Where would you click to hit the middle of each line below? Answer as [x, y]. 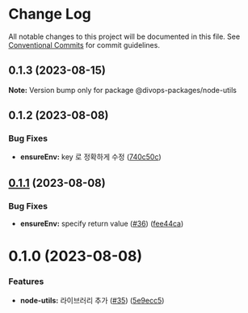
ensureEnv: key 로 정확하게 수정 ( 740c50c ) [90, 157]
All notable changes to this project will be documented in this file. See [124, 36]
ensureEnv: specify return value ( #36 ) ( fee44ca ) [102, 224]
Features [26, 281]
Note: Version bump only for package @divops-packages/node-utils [122, 90]
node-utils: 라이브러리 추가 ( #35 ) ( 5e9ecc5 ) [92, 300]
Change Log [50, 14]
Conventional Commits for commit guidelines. [84, 44]
